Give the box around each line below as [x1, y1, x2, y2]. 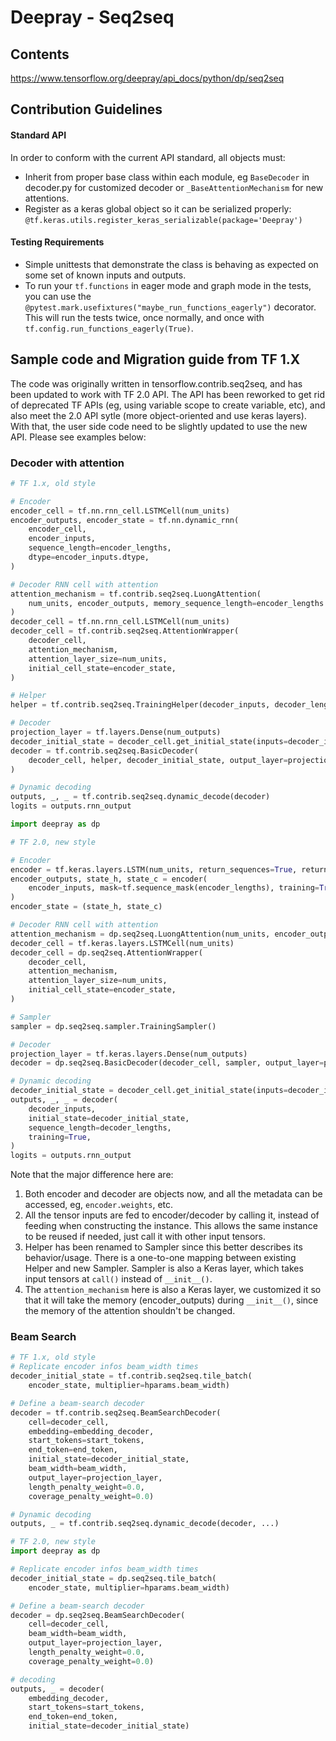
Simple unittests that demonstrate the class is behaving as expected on [24, 258, 319, 270]
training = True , [28, 1132, 92, 1142]
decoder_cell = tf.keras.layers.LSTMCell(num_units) [10, 938, 235, 948]
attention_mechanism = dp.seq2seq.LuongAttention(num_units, [10, 929, 271, 939]
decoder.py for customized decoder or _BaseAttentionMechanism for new [24, 181, 324, 193]
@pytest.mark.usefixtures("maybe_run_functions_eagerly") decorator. [24, 301, 317, 313]
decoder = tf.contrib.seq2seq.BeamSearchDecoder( [10, 1407, 222, 1418]
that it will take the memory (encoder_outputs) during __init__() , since [24, 1294, 319, 1306]
